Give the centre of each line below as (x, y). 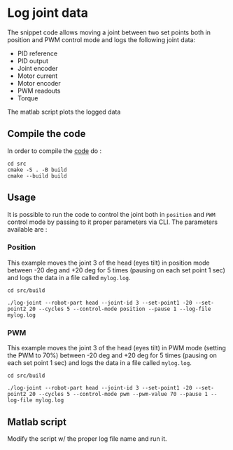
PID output (33, 60)
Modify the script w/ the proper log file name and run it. (87, 438)
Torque (28, 98)
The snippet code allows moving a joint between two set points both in (109, 32)
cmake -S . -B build (37, 170)
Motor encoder (39, 83)
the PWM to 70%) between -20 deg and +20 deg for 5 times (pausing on (112, 355)
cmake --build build (37, 176)
